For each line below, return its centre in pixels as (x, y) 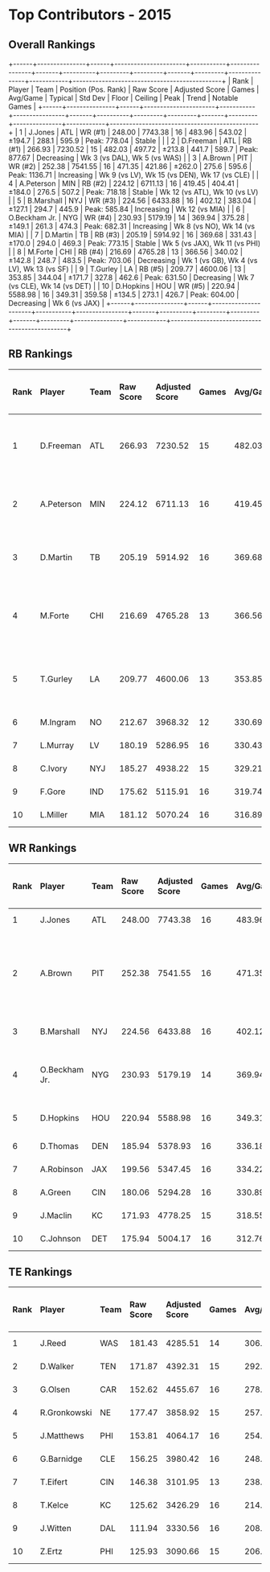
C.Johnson (61, 1238)
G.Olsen (55, 1389)
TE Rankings (40, 1272)
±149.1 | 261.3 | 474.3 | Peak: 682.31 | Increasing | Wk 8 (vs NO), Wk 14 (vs (132, 226)
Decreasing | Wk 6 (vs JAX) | (56, 303)
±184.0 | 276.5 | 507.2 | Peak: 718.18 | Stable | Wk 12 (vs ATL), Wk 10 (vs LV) (133, 192)
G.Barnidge (61, 1459)
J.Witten (56, 1529)
